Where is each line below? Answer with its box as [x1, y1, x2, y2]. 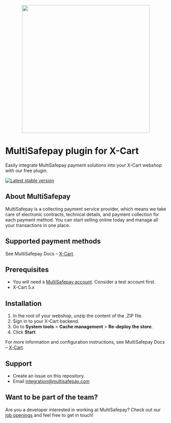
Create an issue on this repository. [12, 373, 85, 379]
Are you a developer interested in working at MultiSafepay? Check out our [5, 407, 161, 413]
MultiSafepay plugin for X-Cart [5, 145, 139, 157]
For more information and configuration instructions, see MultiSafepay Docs [5, 339, 165, 345]
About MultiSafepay [5, 192, 70, 201]
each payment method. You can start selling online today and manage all [5, 216, 158, 222]
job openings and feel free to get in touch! [5, 412, 93, 418]
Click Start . [12, 329, 37, 335]
